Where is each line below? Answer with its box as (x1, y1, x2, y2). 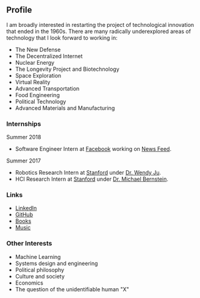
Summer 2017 (6, 157, 41, 164)
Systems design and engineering (15, 260, 98, 267)
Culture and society (15, 272, 65, 280)
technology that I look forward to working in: (6, 34, 118, 42)
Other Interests (6, 239, 52, 248)
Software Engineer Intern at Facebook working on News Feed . (15, 145, 172, 153)
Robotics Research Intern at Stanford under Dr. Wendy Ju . (15, 169, 162, 176)
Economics (15, 279, 44, 286)
